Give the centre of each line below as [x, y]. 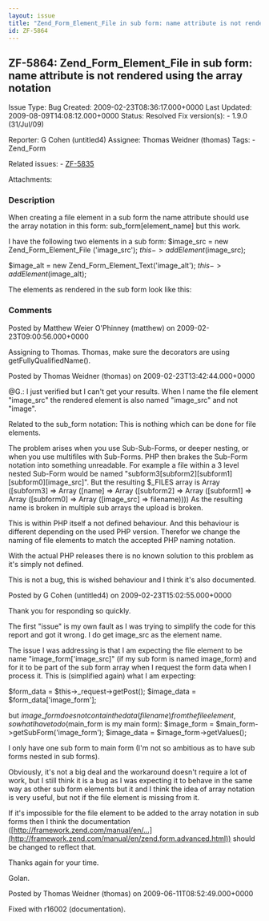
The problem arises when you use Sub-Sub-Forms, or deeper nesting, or [128, 448]
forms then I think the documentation [69, 821]
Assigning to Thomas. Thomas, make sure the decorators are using [119, 352]
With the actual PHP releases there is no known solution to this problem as [131, 555]
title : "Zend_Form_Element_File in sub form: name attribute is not [125, 23]
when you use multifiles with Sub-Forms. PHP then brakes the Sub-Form [128, 456]
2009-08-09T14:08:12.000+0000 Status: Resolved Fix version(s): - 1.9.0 [128, 116]
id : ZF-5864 [28, 30]
